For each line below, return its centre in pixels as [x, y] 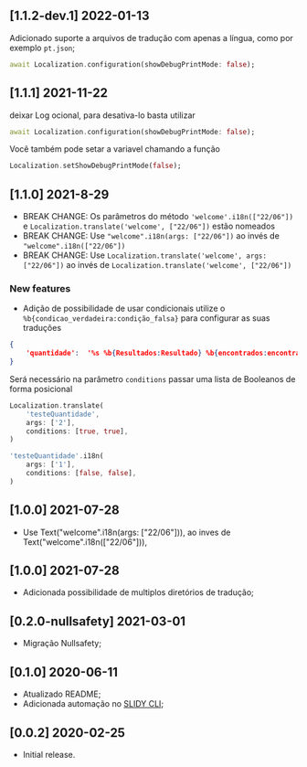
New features [40, 288]
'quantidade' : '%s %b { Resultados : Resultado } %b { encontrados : [147, 353]
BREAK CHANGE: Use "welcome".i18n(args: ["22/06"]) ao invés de [151, 236]
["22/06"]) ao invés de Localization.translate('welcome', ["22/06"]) [157, 265]
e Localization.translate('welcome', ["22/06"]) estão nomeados [149, 226]
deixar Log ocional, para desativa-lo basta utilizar [103, 115]
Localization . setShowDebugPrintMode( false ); [95, 166]
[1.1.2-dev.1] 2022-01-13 [79, 16]
